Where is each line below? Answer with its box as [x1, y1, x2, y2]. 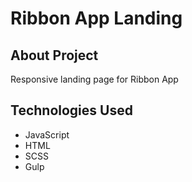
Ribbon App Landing [10, 7, 183, 30]
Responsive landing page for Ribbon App [10, 73, 179, 85]
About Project [10, 47, 99, 64]
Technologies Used [10, 102, 133, 119]
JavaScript [24, 128, 70, 141]
